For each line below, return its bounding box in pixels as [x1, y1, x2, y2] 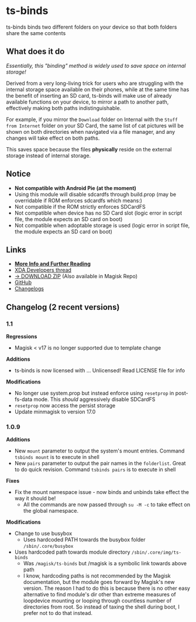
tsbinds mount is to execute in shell [14, 454, 99, 461]
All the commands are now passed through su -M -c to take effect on [23, 501, 190, 508]
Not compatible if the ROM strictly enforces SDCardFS [14, 203, 146, 210]
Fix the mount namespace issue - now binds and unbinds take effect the [14, 489, 189, 496]
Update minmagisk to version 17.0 [14, 408, 96, 416]
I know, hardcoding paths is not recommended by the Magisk [23, 572, 171, 579]
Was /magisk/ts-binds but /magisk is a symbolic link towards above [23, 560, 187, 567]
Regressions [6, 333, 37, 340]
